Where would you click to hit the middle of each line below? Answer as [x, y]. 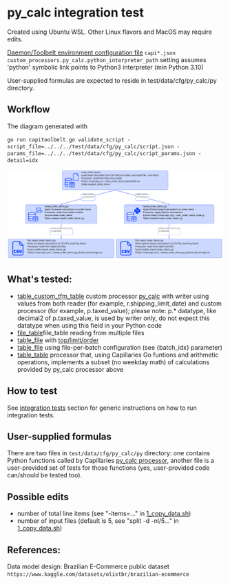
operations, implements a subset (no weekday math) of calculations [113, 362]
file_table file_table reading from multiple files [81, 333]
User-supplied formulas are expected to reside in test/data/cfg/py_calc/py [112, 80]
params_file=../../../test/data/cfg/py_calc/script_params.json [101, 153]
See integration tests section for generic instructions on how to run [102, 408]
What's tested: [40, 280]
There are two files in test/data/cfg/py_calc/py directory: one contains [109, 453]
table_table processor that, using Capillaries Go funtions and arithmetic [118, 355]
